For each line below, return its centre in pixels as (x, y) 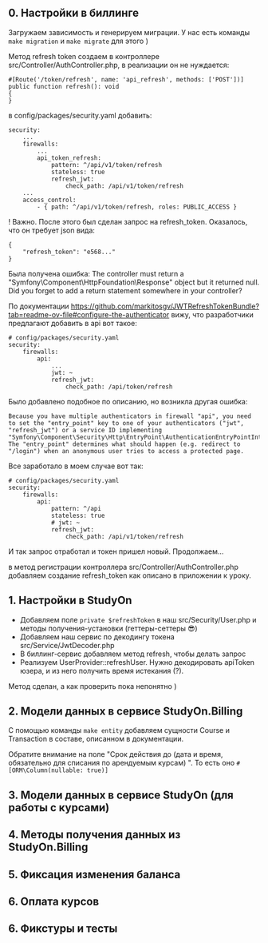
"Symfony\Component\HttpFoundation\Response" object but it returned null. (134, 282)
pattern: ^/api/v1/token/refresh (106, 165)
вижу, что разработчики (212, 314)
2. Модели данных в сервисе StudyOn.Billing (126, 712)
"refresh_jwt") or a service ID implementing (85, 430)
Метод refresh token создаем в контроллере (84, 56)
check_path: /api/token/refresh (119, 387)
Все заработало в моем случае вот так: (76, 466)
